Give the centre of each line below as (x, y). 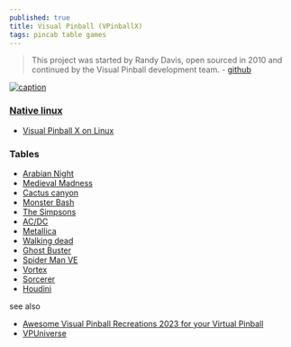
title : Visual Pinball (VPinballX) (76, 26)
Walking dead (48, 240)
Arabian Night (48, 173)
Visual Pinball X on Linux (68, 130)
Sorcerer (39, 279)
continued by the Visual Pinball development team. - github (141, 70)
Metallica (39, 230)
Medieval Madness (57, 183)
